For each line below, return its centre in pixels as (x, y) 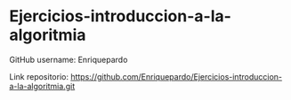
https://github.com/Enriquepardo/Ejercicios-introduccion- (177, 76)
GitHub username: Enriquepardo (69, 59)
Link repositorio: (39, 76)
